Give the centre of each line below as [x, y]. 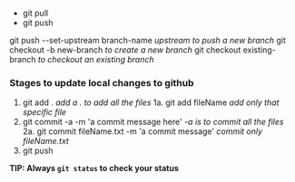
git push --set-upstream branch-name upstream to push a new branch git [147, 40]
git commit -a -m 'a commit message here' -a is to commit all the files [153, 122]
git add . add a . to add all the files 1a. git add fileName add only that [151, 102]
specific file [44, 112]
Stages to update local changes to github [102, 82]
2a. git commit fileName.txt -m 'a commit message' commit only [143, 131]
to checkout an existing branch [96, 59]
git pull [35, 13]
